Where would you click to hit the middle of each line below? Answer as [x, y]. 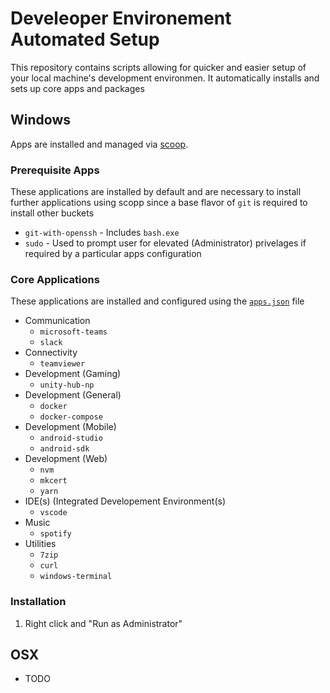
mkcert [53, 481]
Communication [57, 321]
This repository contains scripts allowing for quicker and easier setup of [158, 67]
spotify [55, 534]
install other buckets [52, 213]
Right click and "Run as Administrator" [103, 623]
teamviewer [62, 364]
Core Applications [55, 279]
